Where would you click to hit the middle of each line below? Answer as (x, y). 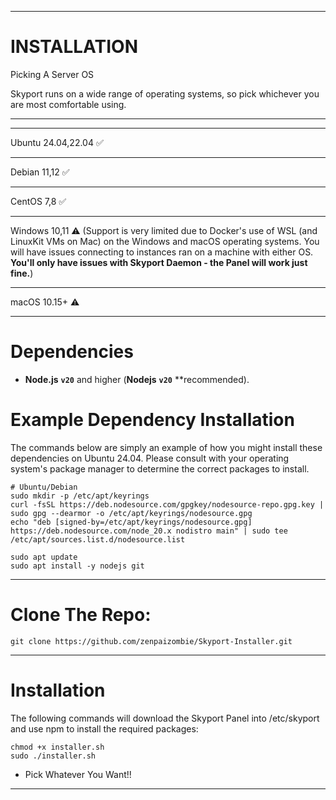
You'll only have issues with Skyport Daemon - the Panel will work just (159, 262)
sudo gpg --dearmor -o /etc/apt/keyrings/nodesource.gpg (131, 513)
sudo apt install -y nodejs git (77, 566)
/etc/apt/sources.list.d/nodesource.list (98, 539)
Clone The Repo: (81, 615)
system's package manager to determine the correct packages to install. (160, 468)
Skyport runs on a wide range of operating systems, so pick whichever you (165, 93)
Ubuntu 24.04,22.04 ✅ (57, 142)
